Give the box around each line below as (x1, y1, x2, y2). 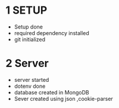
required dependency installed (14, 29, 90, 36)
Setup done (14, 23, 43, 30)
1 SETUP (5, 4, 48, 17)
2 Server (5, 57, 49, 70)
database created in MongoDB (14, 88, 90, 96)
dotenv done (14, 82, 46, 90)
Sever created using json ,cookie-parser (14, 95, 114, 102)
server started (14, 76, 49, 83)
